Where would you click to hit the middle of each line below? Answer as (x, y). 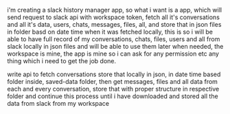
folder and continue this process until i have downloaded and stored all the (113, 96)
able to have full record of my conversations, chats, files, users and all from (114, 39)
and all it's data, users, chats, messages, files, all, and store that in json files (114, 24)
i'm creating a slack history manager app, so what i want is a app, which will (114, 10)
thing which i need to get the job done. (62, 61)
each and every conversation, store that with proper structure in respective (113, 89)
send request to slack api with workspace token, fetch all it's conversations (113, 17)
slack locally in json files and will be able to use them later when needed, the (115, 46)
